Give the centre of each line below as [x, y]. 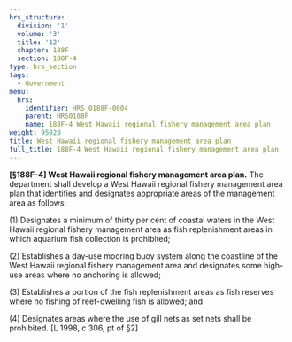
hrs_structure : [37, 17]
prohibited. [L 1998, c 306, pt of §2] [74, 328]
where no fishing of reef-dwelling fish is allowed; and [106, 301]
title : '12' [39, 42]
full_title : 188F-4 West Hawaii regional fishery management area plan [144, 149]
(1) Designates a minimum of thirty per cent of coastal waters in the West [142, 220]
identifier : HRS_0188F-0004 [77, 108]
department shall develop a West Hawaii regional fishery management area [146, 183]
